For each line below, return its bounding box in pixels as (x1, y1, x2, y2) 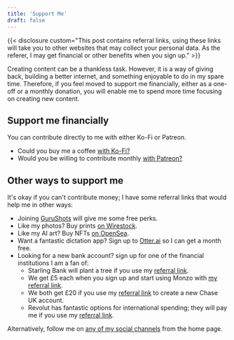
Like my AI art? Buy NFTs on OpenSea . (17, 229, 130, 238)
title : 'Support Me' (7, 10, 68, 18)
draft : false (7, 17, 46, 24)
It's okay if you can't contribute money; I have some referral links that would (7, 193, 227, 202)
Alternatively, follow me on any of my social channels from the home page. (7, 325, 223, 333)
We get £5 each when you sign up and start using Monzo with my (27, 274, 218, 283)
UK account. (27, 296, 64, 305)
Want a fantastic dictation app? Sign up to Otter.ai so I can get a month (17, 236, 222, 245)
